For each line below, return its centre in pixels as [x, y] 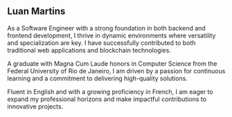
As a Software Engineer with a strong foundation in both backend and [106, 28]
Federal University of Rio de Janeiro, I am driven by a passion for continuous [116, 71]
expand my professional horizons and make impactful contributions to [107, 99]
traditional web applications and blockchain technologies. [89, 50]
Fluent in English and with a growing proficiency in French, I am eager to [110, 91]
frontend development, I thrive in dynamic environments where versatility [111, 35]
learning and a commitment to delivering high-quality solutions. [98, 78]
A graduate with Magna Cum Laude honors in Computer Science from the [112, 63]
